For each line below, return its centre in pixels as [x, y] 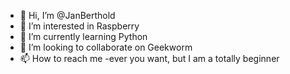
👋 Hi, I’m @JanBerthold [67, 15]
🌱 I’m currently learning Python [83, 36]
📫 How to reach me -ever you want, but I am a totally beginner [149, 58]
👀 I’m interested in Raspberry [79, 26]
